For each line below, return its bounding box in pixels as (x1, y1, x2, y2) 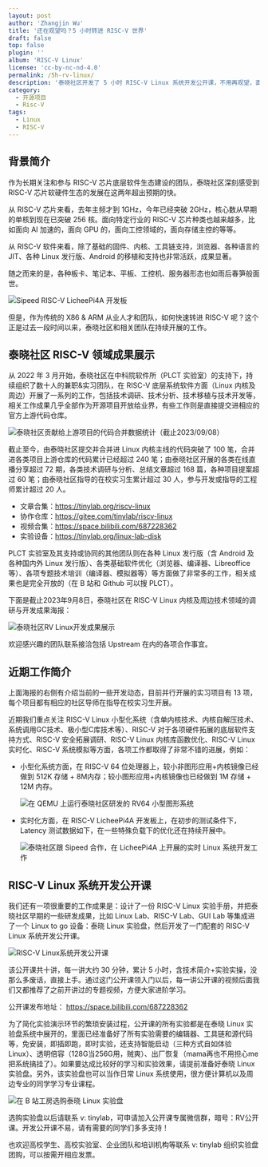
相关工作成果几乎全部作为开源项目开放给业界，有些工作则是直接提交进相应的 (8, 400, 260, 410)
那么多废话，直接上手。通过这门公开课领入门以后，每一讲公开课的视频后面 (8, 975, 253, 984)
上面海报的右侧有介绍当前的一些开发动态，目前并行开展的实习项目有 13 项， (8, 688, 258, 698)
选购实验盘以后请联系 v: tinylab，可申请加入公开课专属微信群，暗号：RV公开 (8, 1113, 259, 1122)
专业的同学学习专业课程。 (14, 1079, 100, 1088)
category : (8, 86, 41, 94)
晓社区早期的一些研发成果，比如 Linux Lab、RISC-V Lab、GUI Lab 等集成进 (8, 911, 255, 920)
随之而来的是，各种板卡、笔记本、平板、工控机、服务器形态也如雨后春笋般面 (8, 269, 260, 278)
